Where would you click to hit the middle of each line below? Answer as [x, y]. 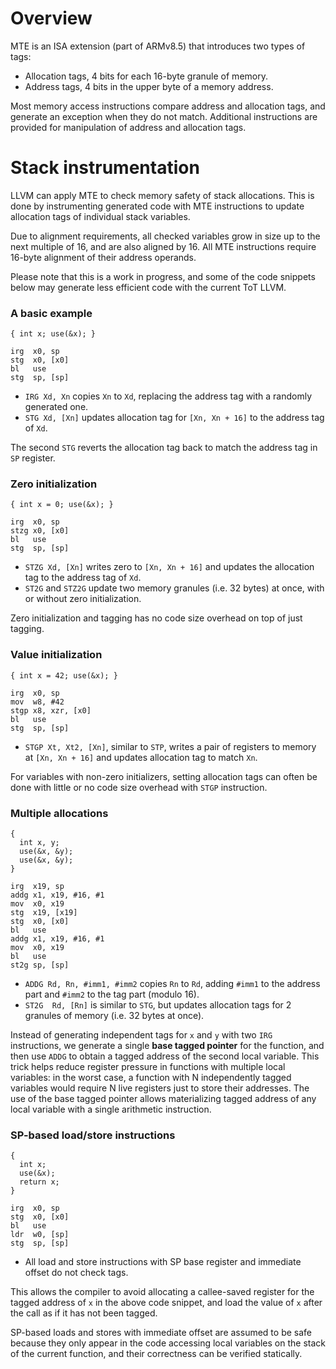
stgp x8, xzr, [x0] [51, 710]
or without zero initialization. [83, 599]
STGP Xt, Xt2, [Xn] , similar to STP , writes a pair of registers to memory [170, 746]
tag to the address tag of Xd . [83, 578]
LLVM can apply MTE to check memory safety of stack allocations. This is [162, 195]
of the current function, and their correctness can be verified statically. [156, 1354]
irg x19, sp [37, 887]
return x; [39, 1182]
